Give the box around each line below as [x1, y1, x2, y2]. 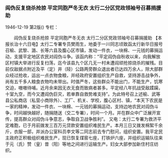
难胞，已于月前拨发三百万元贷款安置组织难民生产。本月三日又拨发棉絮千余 [9, 122, 163, 128]
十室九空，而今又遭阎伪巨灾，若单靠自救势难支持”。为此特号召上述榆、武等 [5, 91, 161, 97]
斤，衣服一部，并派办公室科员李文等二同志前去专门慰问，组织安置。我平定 [5, 128, 158, 134]
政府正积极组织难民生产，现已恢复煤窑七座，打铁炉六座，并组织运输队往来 [9, 135, 163, 141]
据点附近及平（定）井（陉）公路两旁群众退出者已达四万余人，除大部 [18, 66, 158, 72]
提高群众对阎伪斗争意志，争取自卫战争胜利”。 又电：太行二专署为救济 [13, 116, 157, 122]
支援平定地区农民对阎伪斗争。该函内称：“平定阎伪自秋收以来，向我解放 [13, 53, 161, 59]
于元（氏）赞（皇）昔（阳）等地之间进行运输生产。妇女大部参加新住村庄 [5, 141, 154, 147]
